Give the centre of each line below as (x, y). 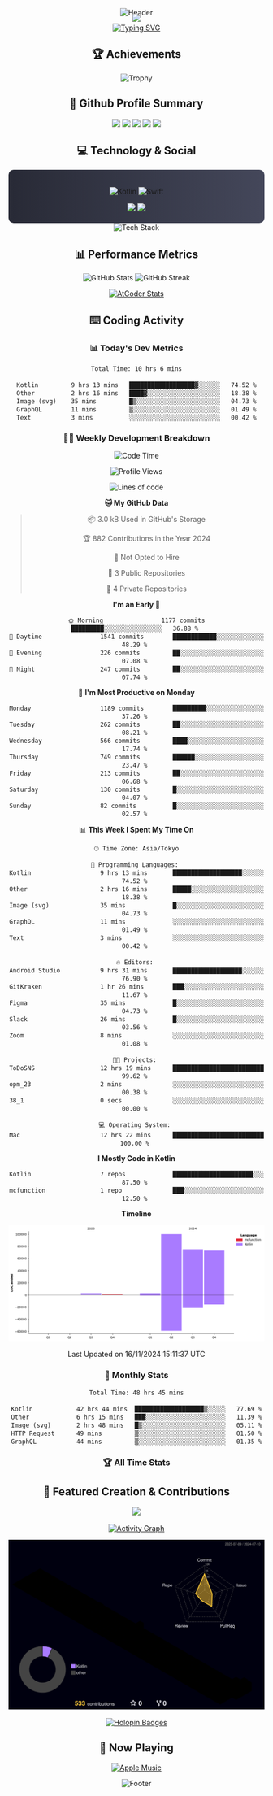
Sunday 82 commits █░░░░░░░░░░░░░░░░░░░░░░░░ (136, 806)
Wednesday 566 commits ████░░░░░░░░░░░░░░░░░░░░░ (136, 741)
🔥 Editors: (134, 963)
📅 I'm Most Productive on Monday (136, 693)
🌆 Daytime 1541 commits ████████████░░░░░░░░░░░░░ (136, 637)
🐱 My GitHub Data (136, 503)
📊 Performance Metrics (136, 254)
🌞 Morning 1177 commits (136, 621)
